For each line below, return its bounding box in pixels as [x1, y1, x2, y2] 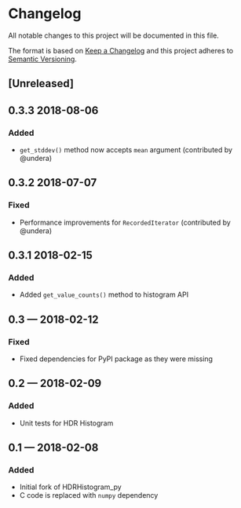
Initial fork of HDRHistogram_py [19, 482, 122, 492]
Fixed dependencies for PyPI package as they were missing [19, 354, 214, 364]
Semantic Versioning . [8, 54, 77, 64]
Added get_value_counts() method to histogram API [19, 290, 189, 299]
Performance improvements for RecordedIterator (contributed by [19, 217, 232, 227]
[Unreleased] [8, 77, 75, 90]
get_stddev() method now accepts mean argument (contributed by [19, 145, 233, 155]
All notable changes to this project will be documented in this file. [8, 31, 220, 40]
